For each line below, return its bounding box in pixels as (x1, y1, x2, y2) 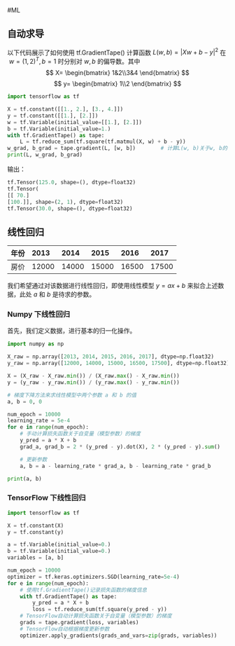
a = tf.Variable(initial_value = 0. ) (7, 541, 111, 549)
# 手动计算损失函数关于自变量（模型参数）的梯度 (20, 430, 141, 437)
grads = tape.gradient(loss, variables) (20, 619, 139, 626)
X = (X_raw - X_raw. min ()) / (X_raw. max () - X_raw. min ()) (7, 373, 180, 380)
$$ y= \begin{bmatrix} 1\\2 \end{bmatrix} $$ (53, 80, 182, 88)
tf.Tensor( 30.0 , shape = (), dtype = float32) (7, 205, 133, 212)
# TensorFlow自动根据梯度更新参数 (20, 625, 110, 633)
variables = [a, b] (7, 554, 64, 561)
